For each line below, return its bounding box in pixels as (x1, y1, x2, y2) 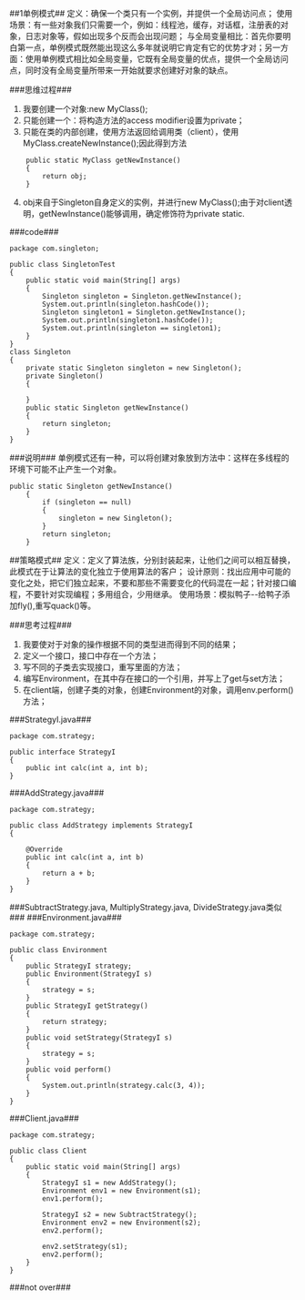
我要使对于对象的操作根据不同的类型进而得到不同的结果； (22, 639, 239, 649)
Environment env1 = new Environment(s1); (42, 1186, 202, 1195)
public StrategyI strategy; (25, 961, 132, 970)
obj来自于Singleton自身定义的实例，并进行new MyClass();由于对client (22, 197, 285, 208)
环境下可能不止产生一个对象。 (9, 463, 121, 474)
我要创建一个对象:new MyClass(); (22, 104, 148, 114)
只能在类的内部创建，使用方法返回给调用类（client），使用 (22, 127, 239, 137)
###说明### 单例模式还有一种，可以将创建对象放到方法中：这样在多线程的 (9, 452, 290, 462)
